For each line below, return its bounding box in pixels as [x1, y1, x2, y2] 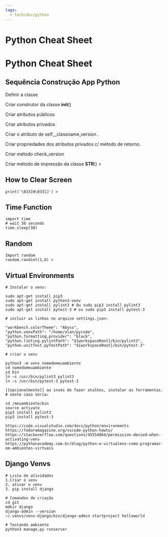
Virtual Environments [5, 271, 75, 280]
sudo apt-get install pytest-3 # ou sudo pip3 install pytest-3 [5, 307, 145, 312]
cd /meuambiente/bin [5, 401, 50, 406]
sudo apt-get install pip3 [5, 293, 63, 299]
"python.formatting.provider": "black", [5, 334, 93, 339]
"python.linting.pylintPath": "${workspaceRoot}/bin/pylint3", [5, 338, 143, 343]
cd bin [5, 369, 19, 375]
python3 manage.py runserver [5, 527, 67, 532]
